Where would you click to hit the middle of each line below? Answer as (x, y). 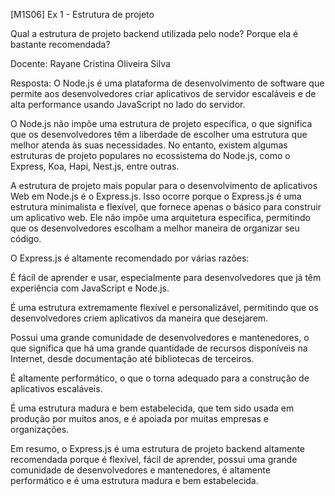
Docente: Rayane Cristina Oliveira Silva (90, 63)
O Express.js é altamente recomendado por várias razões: (130, 258)
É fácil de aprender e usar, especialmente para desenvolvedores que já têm (166, 277)
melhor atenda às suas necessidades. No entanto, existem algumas (149, 145)
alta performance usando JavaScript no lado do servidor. (128, 104)
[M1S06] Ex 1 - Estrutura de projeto (82, 14)
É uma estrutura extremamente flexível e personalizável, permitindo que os (164, 307)
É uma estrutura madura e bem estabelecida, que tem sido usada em (152, 408)
